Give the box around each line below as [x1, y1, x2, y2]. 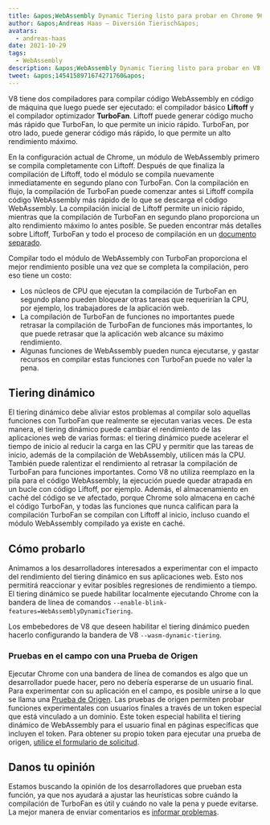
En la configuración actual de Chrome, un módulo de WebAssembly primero [8, 152, 260, 162]
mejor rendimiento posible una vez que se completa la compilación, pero [8, 262, 249, 271]
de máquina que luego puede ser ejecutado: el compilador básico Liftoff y [8, 102, 255, 112]
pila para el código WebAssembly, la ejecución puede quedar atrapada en [8, 476, 253, 485]
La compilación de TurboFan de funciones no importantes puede [19, 311, 235, 321]
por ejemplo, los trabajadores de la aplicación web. [19, 303, 190, 312]
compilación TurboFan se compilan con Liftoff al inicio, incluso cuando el [8, 510, 250, 520]
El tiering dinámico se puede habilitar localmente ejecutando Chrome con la [8, 589, 259, 599]
